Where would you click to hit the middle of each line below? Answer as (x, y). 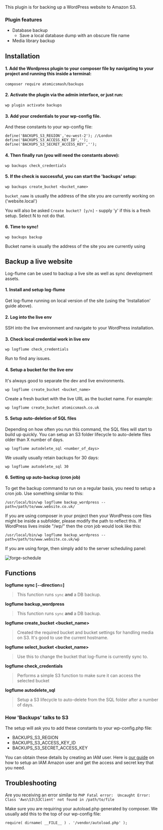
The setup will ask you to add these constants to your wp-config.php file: (79, 728)
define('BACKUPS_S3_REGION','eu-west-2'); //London (59, 136)
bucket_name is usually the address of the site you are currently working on (80, 196)
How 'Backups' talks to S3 (37, 717)
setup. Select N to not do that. (35, 216)
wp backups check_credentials (36, 166)
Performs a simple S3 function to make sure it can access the (79, 675)
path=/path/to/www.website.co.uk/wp (42, 539)
